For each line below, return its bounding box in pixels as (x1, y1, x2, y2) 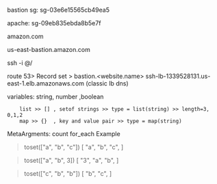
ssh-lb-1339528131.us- (145, 72, 211, 80)
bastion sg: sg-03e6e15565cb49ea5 (7, 6, 110, 14)
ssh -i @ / (7, 59, 33, 67)
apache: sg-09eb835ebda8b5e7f (7, 19, 101, 27)
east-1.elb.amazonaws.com (7, 79, 84, 88)
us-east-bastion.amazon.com (7, 46, 90, 53)
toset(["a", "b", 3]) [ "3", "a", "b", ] (23, 157, 119, 164)
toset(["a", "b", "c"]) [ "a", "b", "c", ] (23, 143, 124, 151)
